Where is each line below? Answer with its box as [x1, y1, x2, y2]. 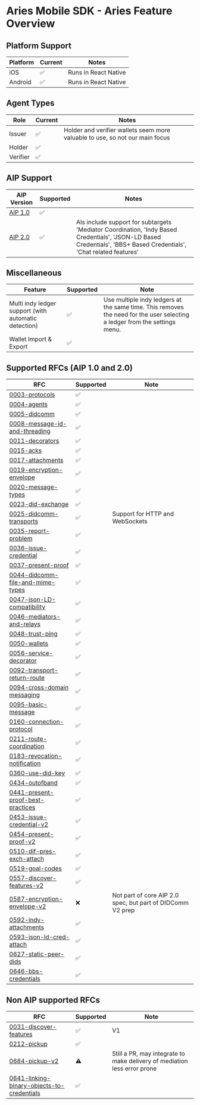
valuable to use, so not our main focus [63, 133, 170, 141]
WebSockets [112, 517, 148, 526]
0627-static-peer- [9, 950, 65, 958]
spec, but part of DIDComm [112, 899, 189, 907]
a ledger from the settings [103, 318, 176, 326]
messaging [9, 691, 40, 699]
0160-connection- [9, 718, 64, 726]
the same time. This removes [103, 303, 185, 311]
